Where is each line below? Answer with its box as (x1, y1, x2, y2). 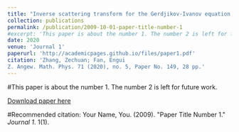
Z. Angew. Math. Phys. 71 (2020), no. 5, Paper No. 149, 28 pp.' (7, 63, 205, 70)
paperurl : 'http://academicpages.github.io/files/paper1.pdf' (7, 50, 196, 57)
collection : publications (7, 17, 84, 24)
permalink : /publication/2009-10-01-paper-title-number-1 (7, 23, 183, 31)
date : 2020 (7, 37, 40, 44)
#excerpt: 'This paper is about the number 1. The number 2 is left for (7, 30, 228, 38)
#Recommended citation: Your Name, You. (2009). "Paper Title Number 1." (7, 110, 226, 119)
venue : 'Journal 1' (7, 43, 65, 50)
